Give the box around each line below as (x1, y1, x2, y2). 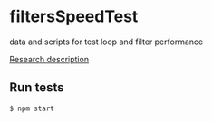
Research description (9, 53, 89, 64)
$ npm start (9, 104, 54, 113)
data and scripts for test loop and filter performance (9, 36, 204, 47)
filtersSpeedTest (9, 6, 139, 27)
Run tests (9, 80, 64, 96)
